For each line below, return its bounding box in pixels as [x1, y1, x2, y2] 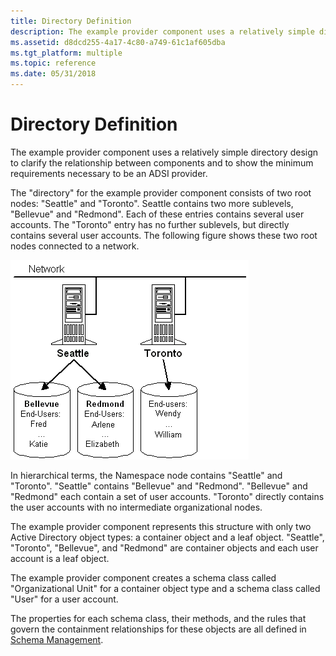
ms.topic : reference [10, 58, 97, 69]
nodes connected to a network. [10, 240, 140, 252]
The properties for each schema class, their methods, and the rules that [10, 612, 307, 624]
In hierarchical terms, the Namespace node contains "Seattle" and [10, 469, 283, 481]
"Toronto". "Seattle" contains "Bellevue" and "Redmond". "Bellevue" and [10, 480, 308, 492]
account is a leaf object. [10, 552, 110, 564]
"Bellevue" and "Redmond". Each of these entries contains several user [10, 208, 305, 220]
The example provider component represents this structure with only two [10, 520, 312, 532]
